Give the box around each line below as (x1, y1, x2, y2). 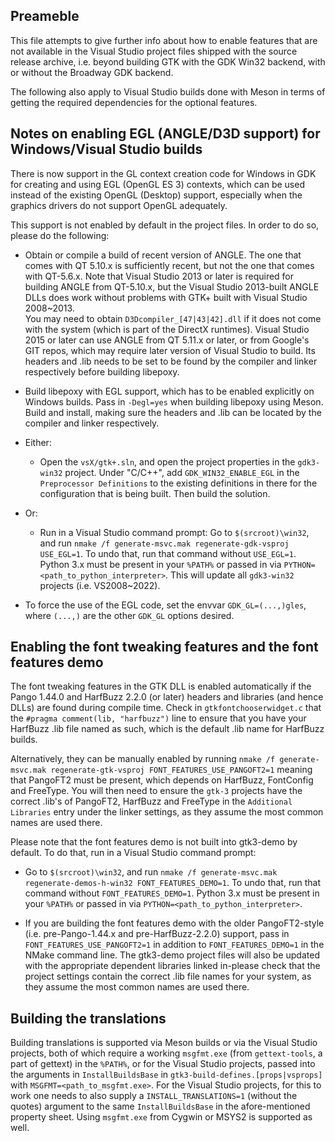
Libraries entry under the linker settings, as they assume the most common (10, 806, 324, 818)
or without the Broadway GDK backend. (10, 66, 174, 78)
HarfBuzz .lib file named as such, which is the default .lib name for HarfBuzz (10, 723, 325, 735)
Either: (24, 436, 52, 448)
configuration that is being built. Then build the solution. (39, 487, 271, 499)
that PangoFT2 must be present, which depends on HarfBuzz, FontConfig (10, 774, 314, 786)
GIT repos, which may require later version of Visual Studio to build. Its (24, 344, 316, 356)
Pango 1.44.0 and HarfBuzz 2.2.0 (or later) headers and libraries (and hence (10, 691, 324, 703)
